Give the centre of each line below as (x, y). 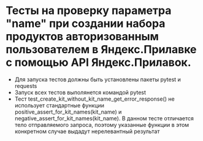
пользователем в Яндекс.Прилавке (101, 50)
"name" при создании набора (86, 23)
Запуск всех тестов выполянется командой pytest (80, 92)
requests (26, 85)
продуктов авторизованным (82, 37)
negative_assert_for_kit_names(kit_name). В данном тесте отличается (104, 118)
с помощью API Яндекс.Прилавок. (98, 63)
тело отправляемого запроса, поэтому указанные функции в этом (102, 125)
